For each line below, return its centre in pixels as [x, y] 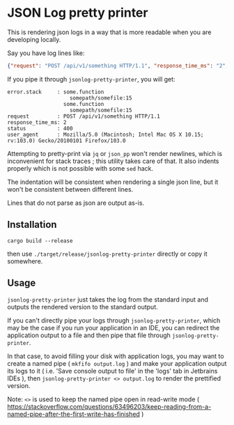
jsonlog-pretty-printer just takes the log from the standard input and [108, 300]
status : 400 [40, 128]
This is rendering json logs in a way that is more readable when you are [109, 32]
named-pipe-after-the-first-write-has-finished [74, 414]
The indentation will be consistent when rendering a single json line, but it [113, 182]
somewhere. [25, 261]
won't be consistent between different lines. [70, 189]
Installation [32, 225]
